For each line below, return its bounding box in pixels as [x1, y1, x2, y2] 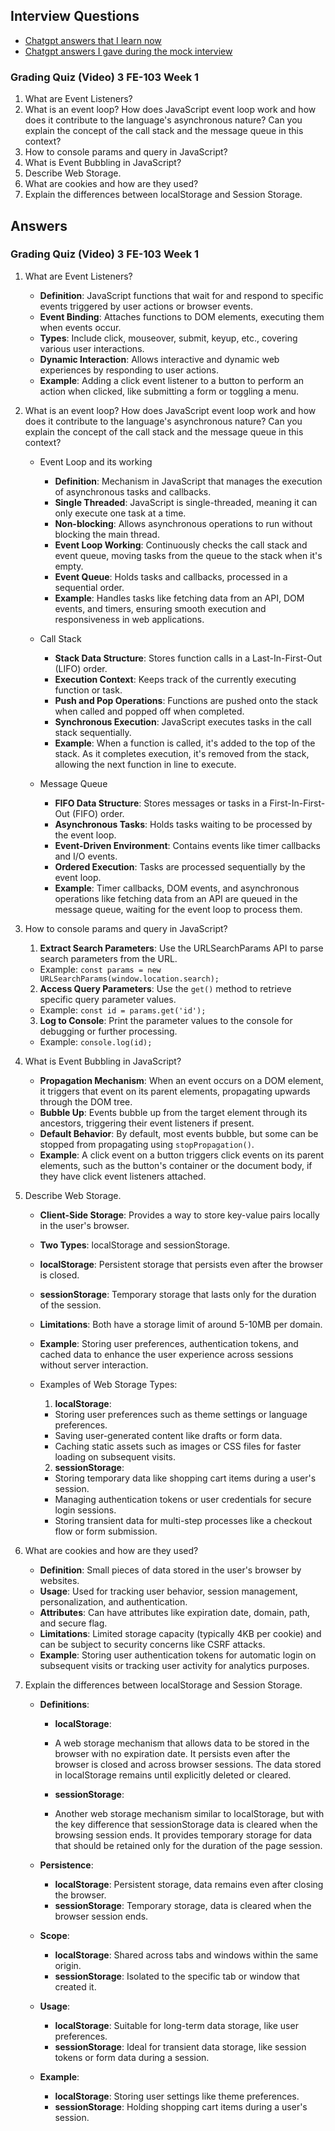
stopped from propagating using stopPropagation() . [39, 1138, 255, 1150]
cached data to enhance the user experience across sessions [39, 1348, 294, 1360]
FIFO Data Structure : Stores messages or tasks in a [54, 797, 268, 809]
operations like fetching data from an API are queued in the [54, 892, 298, 904]
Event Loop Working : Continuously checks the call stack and [54, 539, 308, 551]
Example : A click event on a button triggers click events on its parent [39, 1149, 325, 1161]
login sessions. [54, 1504, 117, 1516]
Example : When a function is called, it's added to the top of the [54, 737, 316, 749]
